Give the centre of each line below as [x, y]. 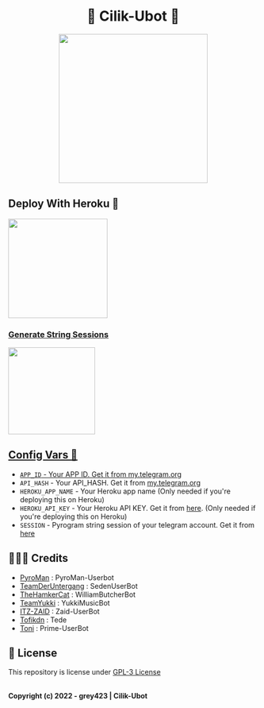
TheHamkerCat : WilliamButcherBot [78, 594]
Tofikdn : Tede [43, 620]
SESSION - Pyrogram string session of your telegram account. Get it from [137, 524]
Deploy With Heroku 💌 [64, 204]
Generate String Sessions [59, 335]
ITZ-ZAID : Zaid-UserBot [60, 611]
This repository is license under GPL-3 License [84, 672]
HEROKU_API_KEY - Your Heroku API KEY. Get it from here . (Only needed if [138, 508]
